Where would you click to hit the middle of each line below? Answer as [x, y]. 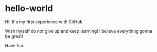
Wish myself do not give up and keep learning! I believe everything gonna [79, 31]
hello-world [29, 8]
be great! [14, 36]
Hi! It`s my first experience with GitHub [44, 22]
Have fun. [15, 45]
